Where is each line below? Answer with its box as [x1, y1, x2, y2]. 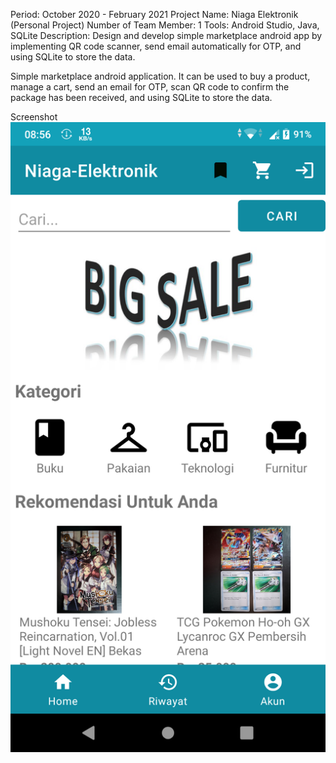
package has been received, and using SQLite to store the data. [10, 92, 273, 103]
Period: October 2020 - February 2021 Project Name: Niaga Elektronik [10, 9, 299, 20]
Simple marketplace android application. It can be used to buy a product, [10, 70, 311, 82]
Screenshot [10, 111, 58, 123]
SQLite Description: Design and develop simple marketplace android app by [10, 30, 323, 41]
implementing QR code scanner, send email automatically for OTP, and [10, 40, 302, 52]
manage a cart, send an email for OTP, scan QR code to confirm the [10, 81, 290, 93]
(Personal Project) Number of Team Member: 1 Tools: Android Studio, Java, [10, 19, 320, 31]
